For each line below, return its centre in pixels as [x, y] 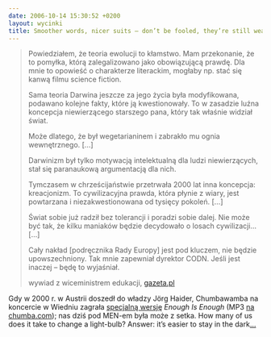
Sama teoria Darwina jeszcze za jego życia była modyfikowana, [133, 95]
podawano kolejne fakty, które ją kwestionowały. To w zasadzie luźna [144, 104]
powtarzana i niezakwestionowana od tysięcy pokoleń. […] [125, 202]
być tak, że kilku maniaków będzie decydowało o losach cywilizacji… [142, 226]
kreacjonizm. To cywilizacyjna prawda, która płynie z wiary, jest [133, 193]
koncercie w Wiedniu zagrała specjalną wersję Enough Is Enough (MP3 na [131, 307]
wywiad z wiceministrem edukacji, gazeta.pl [101, 283]
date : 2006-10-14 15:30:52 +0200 [65, 16]
